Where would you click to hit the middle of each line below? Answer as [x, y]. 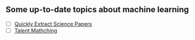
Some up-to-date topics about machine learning [97, 10]
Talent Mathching [36, 30]
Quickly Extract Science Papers [53, 24]
